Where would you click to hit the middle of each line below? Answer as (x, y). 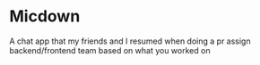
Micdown (45, 16)
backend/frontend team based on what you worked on (110, 50)
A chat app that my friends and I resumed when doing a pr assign (130, 41)
